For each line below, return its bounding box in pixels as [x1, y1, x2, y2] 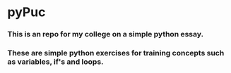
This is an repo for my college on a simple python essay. [7, 29, 203, 39]
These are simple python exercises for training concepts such [7, 48, 225, 58]
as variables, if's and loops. [7, 57, 104, 67]
